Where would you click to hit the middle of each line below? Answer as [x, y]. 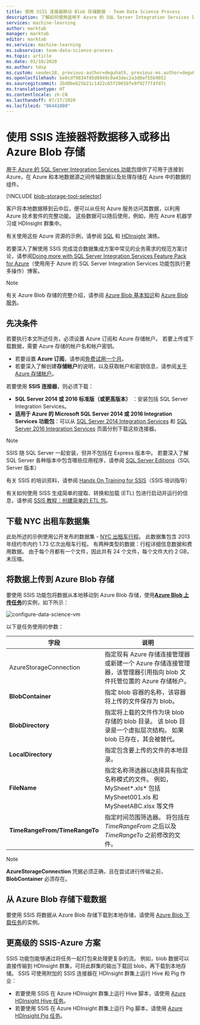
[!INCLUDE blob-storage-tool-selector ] [54, 196]
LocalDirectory [31, 754]
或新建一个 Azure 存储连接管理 [147, 663]
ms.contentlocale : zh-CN [37, 95]
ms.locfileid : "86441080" [38, 106]
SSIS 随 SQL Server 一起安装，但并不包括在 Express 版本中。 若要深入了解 [98, 453]
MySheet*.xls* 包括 [132, 788]
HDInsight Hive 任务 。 [42, 1001]
